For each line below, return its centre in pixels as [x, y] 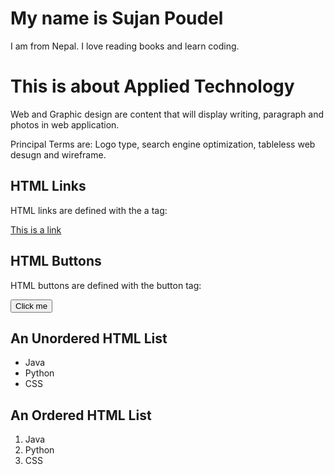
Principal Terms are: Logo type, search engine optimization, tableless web [163, 144]
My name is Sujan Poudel [117, 18]
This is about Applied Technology [152, 86]
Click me [31, 305]
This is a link [36, 229]
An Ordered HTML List [81, 415]
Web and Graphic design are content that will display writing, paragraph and [167, 114]
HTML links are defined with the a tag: [89, 210]
